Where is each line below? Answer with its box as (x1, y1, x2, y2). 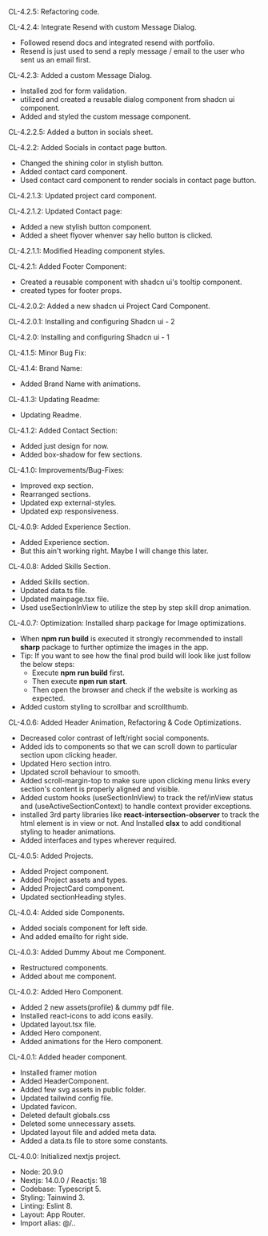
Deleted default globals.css (19, 1111, 110, 1120)
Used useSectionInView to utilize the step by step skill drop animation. (19, 603, 252, 612)
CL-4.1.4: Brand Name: (8, 364, 82, 372)
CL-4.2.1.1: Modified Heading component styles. (8, 246, 166, 255)
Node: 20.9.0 (19, 1167, 64, 1177)
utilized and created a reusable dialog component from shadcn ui (19, 95, 235, 104)
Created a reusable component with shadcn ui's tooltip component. (19, 277, 242, 287)
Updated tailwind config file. (19, 1093, 114, 1103)
